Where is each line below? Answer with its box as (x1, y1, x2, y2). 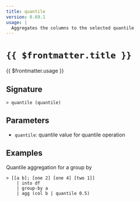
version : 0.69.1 (6, 14, 45, 20)
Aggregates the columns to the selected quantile (11, 25, 134, 31)
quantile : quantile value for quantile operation (14, 131, 125, 138)
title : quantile (6, 8, 45, 15)
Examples (6, 148, 43, 158)
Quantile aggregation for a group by (6, 163, 92, 170)
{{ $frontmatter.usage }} (6, 67, 64, 74)
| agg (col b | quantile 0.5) (16, 190, 90, 196)
